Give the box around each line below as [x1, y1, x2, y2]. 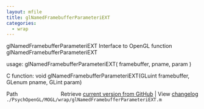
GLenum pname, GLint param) [6, 79, 82, 86]
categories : [6, 20, 37, 26]
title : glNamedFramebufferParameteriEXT [6, 15, 111, 21]
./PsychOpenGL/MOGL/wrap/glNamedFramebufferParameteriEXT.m [6, 97, 163, 103]
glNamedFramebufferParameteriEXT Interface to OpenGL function [6, 42, 172, 50]
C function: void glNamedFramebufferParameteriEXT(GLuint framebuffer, [6, 72, 190, 79]
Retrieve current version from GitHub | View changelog [60, 90, 199, 97]
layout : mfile [6, 8, 43, 15]
